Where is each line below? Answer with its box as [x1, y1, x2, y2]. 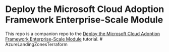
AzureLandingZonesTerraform [5, 41, 68, 47]
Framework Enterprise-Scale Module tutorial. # [5, 36, 103, 42]
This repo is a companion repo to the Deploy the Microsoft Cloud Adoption [5, 30, 160, 36]
